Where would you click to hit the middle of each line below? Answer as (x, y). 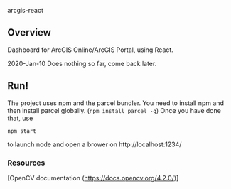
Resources (26, 163)
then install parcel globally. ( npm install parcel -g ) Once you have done (114, 110)
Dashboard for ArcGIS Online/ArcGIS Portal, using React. (91, 50)
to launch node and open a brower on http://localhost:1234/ (95, 144)
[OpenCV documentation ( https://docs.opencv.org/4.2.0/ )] (93, 178)
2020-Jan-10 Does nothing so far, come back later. (82, 63)
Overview (29, 32)
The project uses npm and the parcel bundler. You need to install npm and (116, 103)
